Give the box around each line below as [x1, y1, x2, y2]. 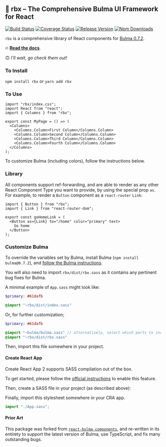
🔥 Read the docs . [5, 45, 41, 51]
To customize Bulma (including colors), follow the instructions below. [5, 158, 145, 164]
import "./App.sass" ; [5, 404, 50, 409]
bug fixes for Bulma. [5, 275, 46, 281]
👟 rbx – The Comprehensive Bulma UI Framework [5, 5, 159, 13]
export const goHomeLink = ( [5, 214, 65, 220]
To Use [5, 91, 22, 98]
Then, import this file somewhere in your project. [5, 344, 105, 350]
